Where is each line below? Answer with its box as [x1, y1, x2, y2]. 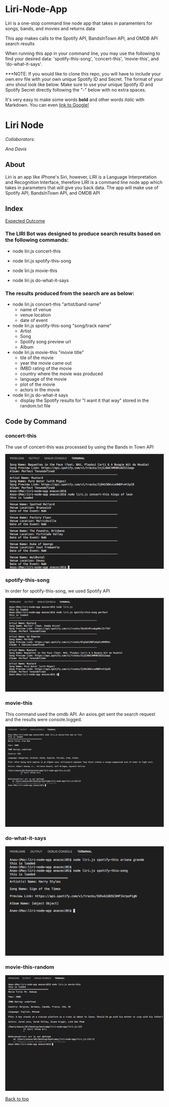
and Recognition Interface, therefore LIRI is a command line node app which [5, 179, 162, 185]
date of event [20, 317, 48, 323]
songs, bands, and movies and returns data [5, 25, 96, 31]
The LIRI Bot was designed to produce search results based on [5, 230, 161, 237]
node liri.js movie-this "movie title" [12, 350, 84, 356]
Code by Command [5, 417, 67, 426]
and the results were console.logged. [5, 716, 82, 722]
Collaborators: [5, 136, 35, 142]
